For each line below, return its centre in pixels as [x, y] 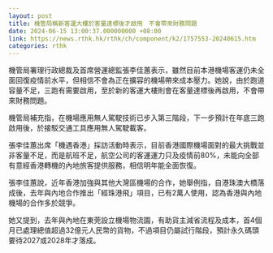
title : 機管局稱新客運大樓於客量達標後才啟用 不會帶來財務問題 [103, 24]
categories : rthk [38, 46]
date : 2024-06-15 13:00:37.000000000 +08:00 [85, 31]
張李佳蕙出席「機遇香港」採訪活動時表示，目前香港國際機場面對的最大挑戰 [133, 145]
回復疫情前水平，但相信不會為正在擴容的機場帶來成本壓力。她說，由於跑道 [140, 80]
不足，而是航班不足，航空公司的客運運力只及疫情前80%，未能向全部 [145, 156]
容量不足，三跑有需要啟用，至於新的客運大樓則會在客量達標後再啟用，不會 [133, 91]
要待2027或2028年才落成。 [54, 241]
